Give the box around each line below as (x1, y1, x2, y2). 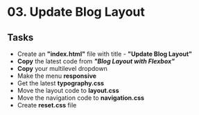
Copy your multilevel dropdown (17, 65, 107, 72)
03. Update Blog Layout (7, 4, 146, 20)
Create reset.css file (17, 101, 77, 109)
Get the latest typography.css (17, 79, 105, 87)
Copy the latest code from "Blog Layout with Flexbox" (17, 57, 175, 65)
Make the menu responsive (17, 72, 97, 80)
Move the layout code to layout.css (17, 87, 119, 94)
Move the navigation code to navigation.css (17, 94, 144, 102)
